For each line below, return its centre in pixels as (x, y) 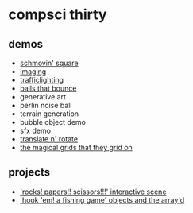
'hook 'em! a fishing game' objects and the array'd (102, 199)
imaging (33, 72)
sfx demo (35, 130)
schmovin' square (49, 63)
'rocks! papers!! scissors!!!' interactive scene (93, 192)
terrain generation (49, 114)
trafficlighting (42, 80)
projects (29, 172)
